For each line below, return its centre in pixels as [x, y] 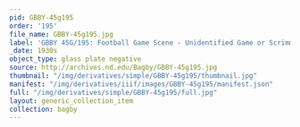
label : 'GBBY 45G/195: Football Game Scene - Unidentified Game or [137, 42]
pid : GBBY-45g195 [42, 17]
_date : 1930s [33, 51]
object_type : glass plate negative [75, 59]
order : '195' [33, 26]
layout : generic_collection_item [71, 101]
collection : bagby [43, 109]
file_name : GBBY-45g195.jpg [62, 34]
